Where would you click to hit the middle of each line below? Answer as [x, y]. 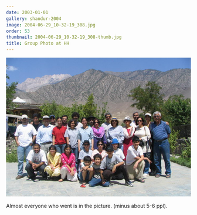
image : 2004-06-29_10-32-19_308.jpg [51, 25]
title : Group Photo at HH [38, 43]
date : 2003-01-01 [27, 12]
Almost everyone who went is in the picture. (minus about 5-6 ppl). [87, 206]
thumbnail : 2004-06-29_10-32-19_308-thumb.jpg [64, 37]
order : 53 [18, 31]
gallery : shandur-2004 [34, 19]
